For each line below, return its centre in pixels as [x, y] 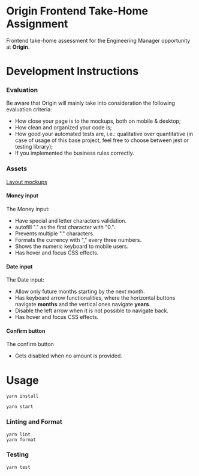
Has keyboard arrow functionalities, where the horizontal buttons [95, 298]
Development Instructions [73, 71]
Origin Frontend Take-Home [77, 11]
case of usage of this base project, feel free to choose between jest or [102, 140]
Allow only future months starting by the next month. [80, 292]
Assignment [37, 24]
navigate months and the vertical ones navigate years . [83, 304]
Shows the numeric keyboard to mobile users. [72, 246]
